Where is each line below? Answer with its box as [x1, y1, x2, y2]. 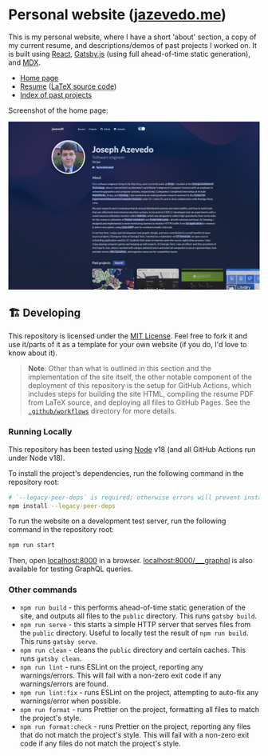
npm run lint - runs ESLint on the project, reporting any [19, 662, 203, 671]
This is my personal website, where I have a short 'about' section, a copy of [8, 32, 257, 42]
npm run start [8, 542, 56, 550]
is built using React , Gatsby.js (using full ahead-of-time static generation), [8, 49, 251, 58]
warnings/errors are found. [19, 678, 109, 689]
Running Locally [8, 426, 73, 438]
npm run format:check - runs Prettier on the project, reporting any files [19, 722, 251, 731]
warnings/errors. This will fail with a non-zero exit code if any [19, 670, 222, 680]
